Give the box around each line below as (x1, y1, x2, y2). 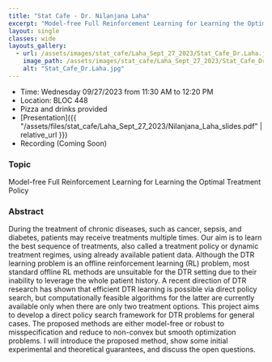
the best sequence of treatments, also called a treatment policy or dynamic (8, 241, 259, 251)
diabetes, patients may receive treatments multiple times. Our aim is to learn (8, 232, 262, 243)
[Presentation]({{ (19, 113, 77, 122)
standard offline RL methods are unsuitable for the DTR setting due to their (8, 267, 257, 277)
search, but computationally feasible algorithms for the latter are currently (8, 293, 255, 303)
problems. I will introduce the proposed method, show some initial (8, 336, 228, 346)
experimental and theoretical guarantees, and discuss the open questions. (8, 345, 257, 355)
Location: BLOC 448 (19, 95, 89, 105)
